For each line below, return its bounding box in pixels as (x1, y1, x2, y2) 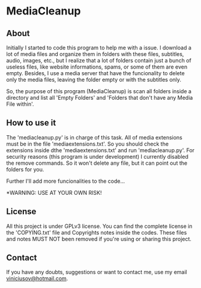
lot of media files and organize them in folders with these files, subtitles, (6, 51, 184, 58)
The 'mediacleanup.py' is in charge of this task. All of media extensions (6, 133, 183, 141)
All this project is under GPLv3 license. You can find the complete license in (6, 222, 193, 230)
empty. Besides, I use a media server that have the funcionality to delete (6, 70, 185, 76)
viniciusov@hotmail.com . (6, 275, 68, 282)
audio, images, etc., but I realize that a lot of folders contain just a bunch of (6, 57, 192, 64)
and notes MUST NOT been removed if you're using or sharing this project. (6, 235, 192, 242)
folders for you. (6, 165, 44, 173)
